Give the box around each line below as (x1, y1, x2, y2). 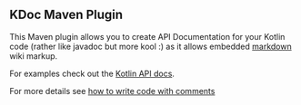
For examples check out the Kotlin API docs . (9, 68, 176, 79)
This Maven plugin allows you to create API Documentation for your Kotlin (9, 31, 286, 42)
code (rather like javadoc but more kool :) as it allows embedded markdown (9, 41, 293, 52)
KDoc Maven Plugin (9, 7, 124, 23)
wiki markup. (9, 50, 58, 62)
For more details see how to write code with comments (9, 85, 216, 96)
